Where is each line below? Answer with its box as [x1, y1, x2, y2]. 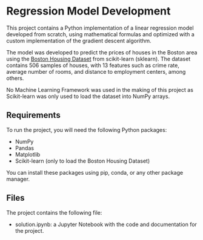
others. [6, 74, 24, 82]
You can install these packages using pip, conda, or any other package [6, 169, 184, 176]
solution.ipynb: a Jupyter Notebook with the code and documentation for [15, 221, 197, 228]
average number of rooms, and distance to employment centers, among [6, 68, 186, 75]
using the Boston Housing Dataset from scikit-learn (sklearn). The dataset [6, 55, 191, 62]
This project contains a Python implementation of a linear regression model [6, 24, 194, 31]
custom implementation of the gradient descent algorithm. [6, 37, 151, 44]
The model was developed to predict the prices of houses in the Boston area [6, 48, 198, 56]
